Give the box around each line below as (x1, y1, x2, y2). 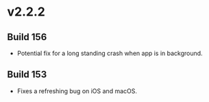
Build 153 (7, 69, 47, 80)
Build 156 (7, 31, 47, 43)
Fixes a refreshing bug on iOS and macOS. (16, 86, 137, 95)
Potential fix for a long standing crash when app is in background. (16, 49, 204, 57)
